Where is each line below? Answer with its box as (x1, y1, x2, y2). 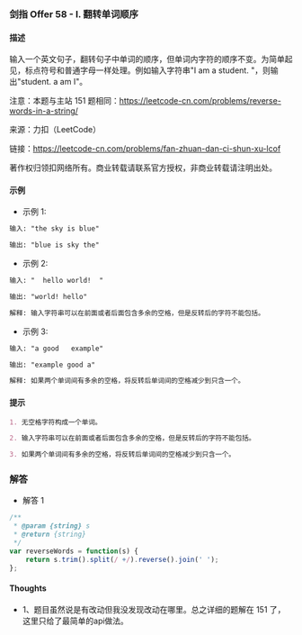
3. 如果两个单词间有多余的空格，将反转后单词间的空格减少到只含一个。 (9, 450, 235, 459)
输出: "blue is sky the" (9, 240, 100, 249)
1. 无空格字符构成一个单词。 (9, 417, 102, 427)
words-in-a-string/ (9, 105, 79, 116)
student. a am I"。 (21, 77, 88, 87)
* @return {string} (13, 530, 87, 540)
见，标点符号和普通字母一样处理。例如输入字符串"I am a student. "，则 (9, 65, 271, 76)
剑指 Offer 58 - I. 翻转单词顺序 (9, 7, 139, 20)
